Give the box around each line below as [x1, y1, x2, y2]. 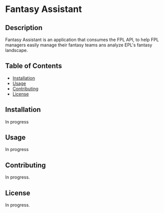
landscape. [5, 47, 28, 53]
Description [5, 23, 42, 32]
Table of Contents [5, 61, 62, 70]
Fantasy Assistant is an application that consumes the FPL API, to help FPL [5, 36, 159, 42]
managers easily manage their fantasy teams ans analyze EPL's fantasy [5, 42, 152, 48]
